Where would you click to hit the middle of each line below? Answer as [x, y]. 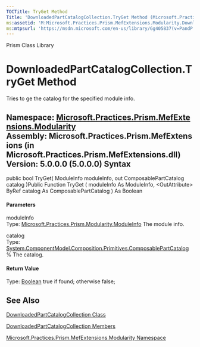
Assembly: [27, 136]
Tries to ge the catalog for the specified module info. [71, 98]
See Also [23, 300]
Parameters [21, 205]
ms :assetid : [21, 23]
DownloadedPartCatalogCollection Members [61, 326]
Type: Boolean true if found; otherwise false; [61, 281]
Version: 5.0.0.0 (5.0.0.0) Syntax [68, 164]
